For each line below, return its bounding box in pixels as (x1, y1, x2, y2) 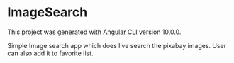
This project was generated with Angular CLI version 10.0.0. (7, 28, 182, 36)
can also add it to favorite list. (7, 49, 94, 57)
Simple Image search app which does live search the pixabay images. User (7, 41, 227, 50)
